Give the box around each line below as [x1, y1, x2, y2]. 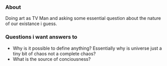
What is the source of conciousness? [12, 56, 91, 62]
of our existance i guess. [5, 20, 57, 27]
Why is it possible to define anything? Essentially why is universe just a [12, 45, 162, 51]
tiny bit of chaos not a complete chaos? [12, 50, 96, 57]
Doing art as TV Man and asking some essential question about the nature [5, 15, 161, 21]
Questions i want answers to [5, 33, 78, 40]
